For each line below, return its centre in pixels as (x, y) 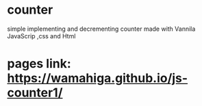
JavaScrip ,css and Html (41, 36)
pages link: (39, 64)
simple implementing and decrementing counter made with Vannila (101, 29)
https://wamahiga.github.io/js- (98, 78)
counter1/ (35, 93)
